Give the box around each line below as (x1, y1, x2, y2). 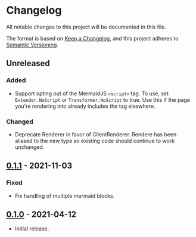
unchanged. (14, 144, 45, 151)
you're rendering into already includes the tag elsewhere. (14, 102, 155, 110)
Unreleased (6, 58, 51, 68)
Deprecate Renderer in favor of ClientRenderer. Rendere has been (14, 130, 177, 138)
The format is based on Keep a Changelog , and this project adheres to (6, 35, 179, 42)
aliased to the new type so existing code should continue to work (14, 137, 175, 144)
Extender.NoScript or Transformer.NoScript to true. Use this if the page (14, 96, 191, 103)
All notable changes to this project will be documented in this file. (6, 23, 167, 30)
